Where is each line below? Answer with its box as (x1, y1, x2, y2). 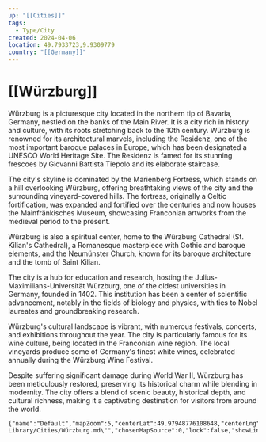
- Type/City (15, 26, 55, 34)
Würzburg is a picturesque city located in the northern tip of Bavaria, (8, 109, 232, 118)
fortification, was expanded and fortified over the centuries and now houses (8, 200, 256, 209)
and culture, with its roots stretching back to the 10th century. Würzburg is (8, 125, 251, 135)
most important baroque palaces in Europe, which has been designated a (8, 142, 247, 151)
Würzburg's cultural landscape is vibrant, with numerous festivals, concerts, (8, 322, 257, 331)
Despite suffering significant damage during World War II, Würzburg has (8, 370, 244, 380)
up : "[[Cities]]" (8, 11, 66, 20)
